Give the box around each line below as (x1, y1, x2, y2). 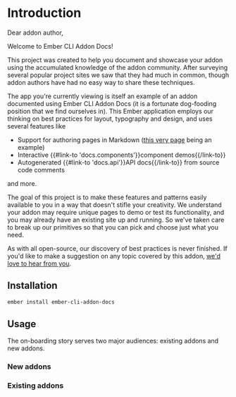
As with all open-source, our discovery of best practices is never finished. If (7, 244, 228, 252)
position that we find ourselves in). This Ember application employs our (7, 107, 213, 115)
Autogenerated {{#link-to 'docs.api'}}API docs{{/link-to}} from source (17, 158, 220, 167)
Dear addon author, (7, 28, 63, 37)
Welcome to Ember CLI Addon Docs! (7, 42, 113, 50)
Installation (7, 280, 58, 292)
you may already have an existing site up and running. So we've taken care (7, 215, 225, 224)
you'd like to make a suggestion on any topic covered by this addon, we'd (7, 251, 221, 260)
